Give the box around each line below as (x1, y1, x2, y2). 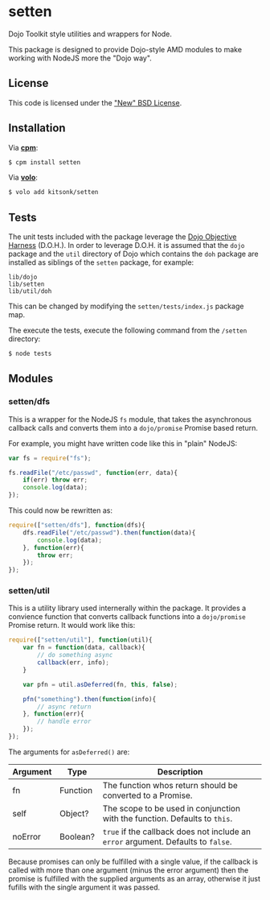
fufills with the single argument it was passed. (8, 882, 161, 892)
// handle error (37, 717, 92, 726)
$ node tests (8, 349, 52, 358)
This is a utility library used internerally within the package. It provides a (8, 603, 247, 613)
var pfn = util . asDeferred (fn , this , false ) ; (22, 680, 178, 688)
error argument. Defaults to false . (102, 836, 232, 847)
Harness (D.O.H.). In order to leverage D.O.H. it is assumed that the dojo (8, 241, 245, 250)
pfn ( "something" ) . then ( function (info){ (22, 695, 157, 703)
